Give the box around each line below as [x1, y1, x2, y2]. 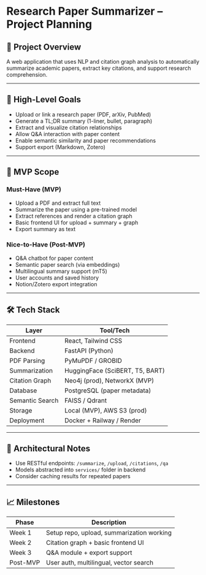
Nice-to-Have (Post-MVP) [6, 240, 86, 249]
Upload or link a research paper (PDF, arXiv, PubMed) [15, 110, 151, 118]
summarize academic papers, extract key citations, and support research [6, 64, 191, 72]
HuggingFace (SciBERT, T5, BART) [64, 366, 166, 375]
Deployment [9, 416, 45, 424]
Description [91, 518, 127, 527]
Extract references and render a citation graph [15, 212, 133, 219]
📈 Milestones [6, 497, 60, 507]
